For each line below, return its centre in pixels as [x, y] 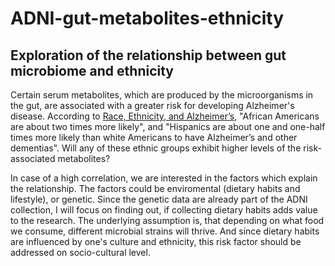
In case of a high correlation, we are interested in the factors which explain [164, 178]
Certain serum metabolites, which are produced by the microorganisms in [162, 95]
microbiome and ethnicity [92, 70]
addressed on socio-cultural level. [80, 252]
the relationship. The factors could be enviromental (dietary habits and [155, 188]
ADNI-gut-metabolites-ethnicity [147, 18]
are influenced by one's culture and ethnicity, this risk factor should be [156, 241]
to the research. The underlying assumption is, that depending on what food [167, 220]
